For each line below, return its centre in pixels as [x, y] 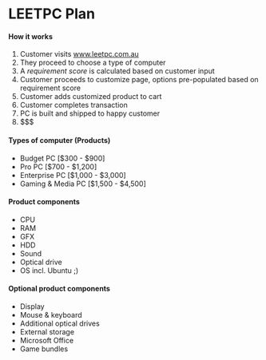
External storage [47, 332]
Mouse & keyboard [51, 315]
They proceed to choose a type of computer [93, 63]
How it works [31, 36]
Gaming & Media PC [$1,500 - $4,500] [83, 184]
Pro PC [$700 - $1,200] [58, 166]
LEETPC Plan [52, 14]
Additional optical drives [60, 323]
